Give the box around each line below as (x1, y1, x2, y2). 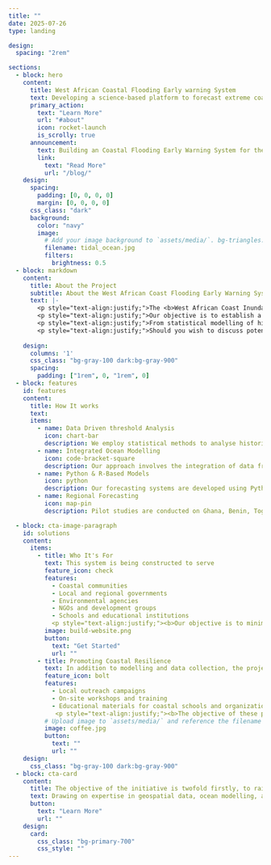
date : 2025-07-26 (8, 19, 67, 27)
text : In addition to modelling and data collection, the (44, 665, 244, 673)
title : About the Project (29, 281, 117, 289)
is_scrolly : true (37, 131, 95, 140)
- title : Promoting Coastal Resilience (37, 656, 172, 665)
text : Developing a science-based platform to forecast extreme (29, 94, 251, 102)
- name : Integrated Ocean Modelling (37, 446, 161, 455)
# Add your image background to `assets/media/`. (44, 236, 215, 245)
